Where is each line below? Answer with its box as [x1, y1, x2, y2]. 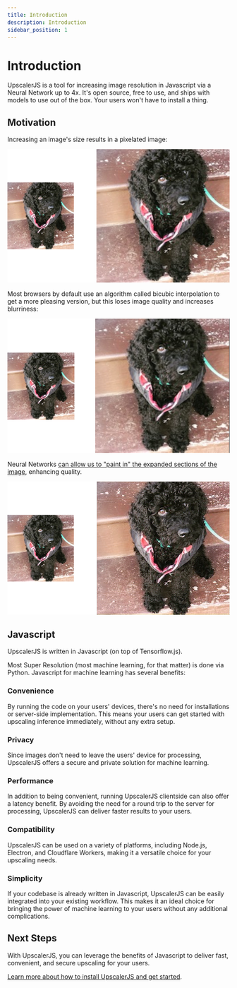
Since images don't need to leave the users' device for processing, [7, 751, 202, 759]
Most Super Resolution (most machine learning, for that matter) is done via [7, 661, 224, 669]
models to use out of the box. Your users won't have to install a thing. [7, 96, 209, 105]
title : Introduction [7, 11, 68, 18]
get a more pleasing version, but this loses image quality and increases [7, 297, 214, 306]
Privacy [7, 734, 35, 744]
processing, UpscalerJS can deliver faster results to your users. [7, 807, 193, 816]
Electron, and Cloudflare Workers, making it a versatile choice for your [7, 848, 212, 857]
